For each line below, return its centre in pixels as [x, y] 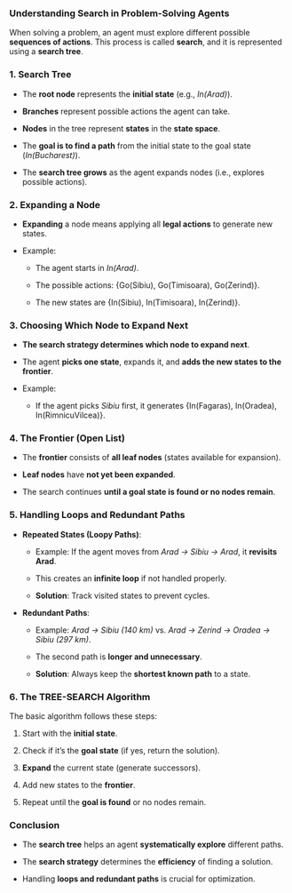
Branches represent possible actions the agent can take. [126, 111]
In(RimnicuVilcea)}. [71, 415]
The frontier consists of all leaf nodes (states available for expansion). [151, 458]
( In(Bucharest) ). [51, 155]
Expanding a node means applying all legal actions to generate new [147, 224]
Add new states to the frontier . [79, 785]
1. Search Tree [40, 75]
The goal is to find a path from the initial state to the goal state [136, 146]
